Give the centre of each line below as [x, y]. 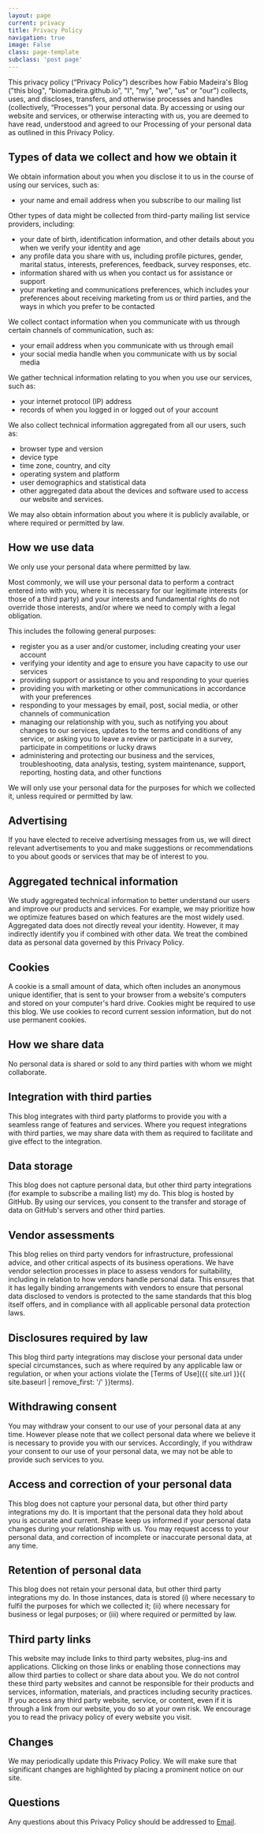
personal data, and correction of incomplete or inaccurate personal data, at [130, 1537]
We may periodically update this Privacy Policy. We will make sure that [123, 1761]
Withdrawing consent [63, 1407]
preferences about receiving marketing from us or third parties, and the [135, 298]
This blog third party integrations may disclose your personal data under [125, 1357]
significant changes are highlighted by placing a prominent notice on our [126, 1770]
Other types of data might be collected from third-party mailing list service [129, 215]
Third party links [50, 1639]
